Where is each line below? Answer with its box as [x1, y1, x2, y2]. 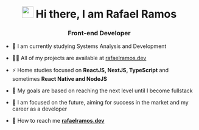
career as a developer [12, 105, 68, 112]
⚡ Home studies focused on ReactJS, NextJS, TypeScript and [12, 67, 169, 74]
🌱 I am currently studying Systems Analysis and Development [12, 43, 167, 50]
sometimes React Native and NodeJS [12, 75, 108, 83]
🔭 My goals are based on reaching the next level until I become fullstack [12, 87, 193, 94]
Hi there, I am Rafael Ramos [35, 7, 177, 21]
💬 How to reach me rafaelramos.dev [12, 117, 105, 125]
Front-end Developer [68, 29, 131, 38]
